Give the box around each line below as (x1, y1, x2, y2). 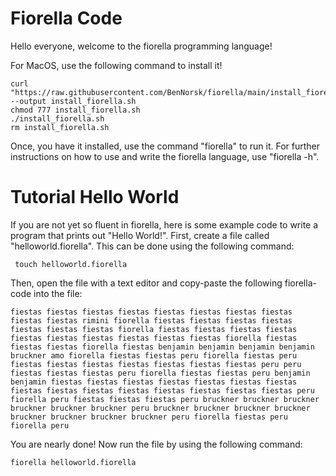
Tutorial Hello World (10, 186, 180, 209)
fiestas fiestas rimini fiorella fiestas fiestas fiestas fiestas (10, 315, 293, 326)
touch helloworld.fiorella (14, 259, 128, 269)
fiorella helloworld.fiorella (10, 457, 137, 467)
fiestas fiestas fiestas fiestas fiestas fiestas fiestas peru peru (10, 359, 302, 369)
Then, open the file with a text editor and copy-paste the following (10, 277, 283, 289)
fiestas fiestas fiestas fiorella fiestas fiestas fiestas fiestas (10, 324, 298, 334)
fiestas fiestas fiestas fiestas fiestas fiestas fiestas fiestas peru (10, 385, 315, 396)
